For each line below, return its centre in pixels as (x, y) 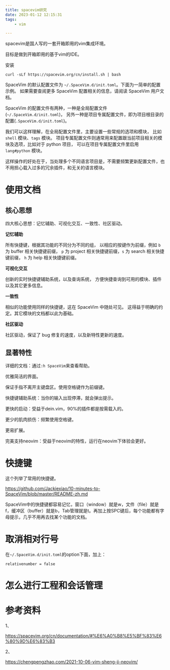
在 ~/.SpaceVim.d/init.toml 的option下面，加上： (56, 554)
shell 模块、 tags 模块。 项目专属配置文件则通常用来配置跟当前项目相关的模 (84, 138)
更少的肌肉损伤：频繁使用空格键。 (41, 420)
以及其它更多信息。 (25, 286)
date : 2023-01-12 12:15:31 (34, 15)
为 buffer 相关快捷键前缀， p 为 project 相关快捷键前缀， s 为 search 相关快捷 (85, 251)
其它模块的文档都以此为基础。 (45, 313)
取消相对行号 (32, 539)
